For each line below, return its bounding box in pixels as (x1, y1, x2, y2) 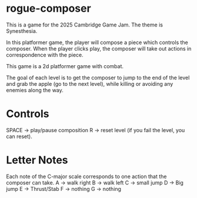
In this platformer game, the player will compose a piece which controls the (6, 39, 188, 46)
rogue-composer (6, 2, 91, 15)
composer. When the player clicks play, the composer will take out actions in (6, 45, 192, 52)
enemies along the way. (6, 86, 64, 93)
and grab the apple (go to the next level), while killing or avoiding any (6, 80, 173, 87)
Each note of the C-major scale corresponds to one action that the (6, 173, 167, 180)
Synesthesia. (6, 27, 38, 34)
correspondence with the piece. (6, 51, 84, 58)
